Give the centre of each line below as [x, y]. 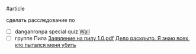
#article [15, 9]
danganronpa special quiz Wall [52, 31]
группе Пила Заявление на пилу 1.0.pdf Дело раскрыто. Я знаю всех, [102, 39]
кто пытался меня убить [45, 45]
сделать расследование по [41, 20]
